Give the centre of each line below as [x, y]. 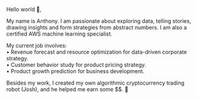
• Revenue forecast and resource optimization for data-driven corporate [97, 52]
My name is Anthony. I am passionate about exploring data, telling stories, [99, 21]
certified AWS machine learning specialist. [59, 34]
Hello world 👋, [24, 9]
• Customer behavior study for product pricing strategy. [76, 65]
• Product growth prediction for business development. [75, 71]
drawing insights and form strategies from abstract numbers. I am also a [97, 27]
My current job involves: [36, 46]
